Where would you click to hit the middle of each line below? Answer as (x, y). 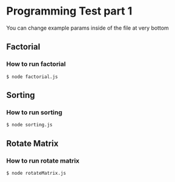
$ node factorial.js (32, 77)
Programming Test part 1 (69, 11)
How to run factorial (36, 64)
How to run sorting (34, 112)
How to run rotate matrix (43, 160)
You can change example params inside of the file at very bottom (88, 28)
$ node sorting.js (29, 125)
